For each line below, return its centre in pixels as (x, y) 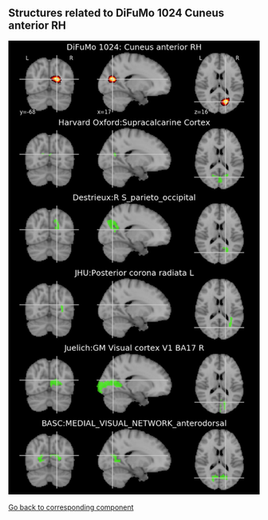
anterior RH (37, 26)
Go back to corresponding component (71, 507)
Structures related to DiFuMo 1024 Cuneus (116, 13)
